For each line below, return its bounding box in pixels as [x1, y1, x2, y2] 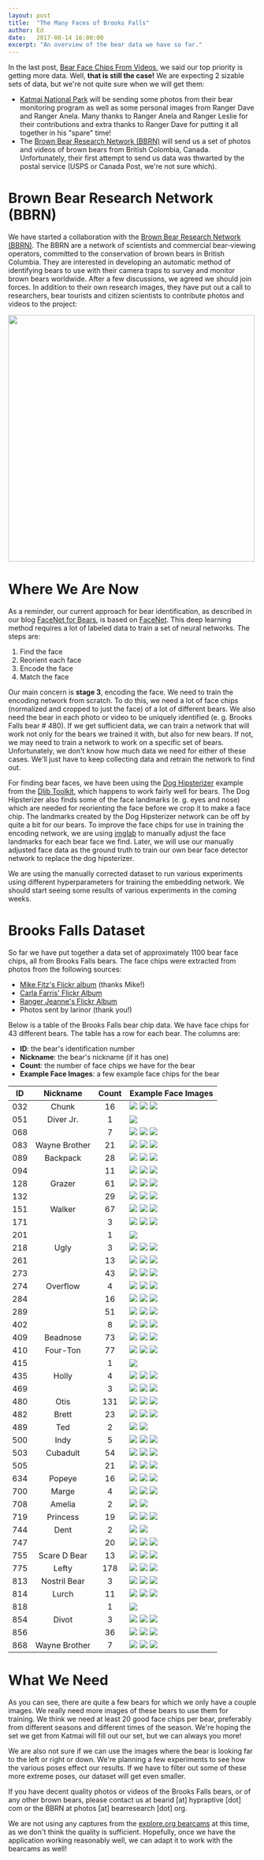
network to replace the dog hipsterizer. [8, 854, 135, 863]
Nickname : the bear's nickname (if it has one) [19, 1052, 169, 1061]
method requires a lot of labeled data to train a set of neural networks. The [8, 623, 251, 632]
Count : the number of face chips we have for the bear [19, 1061, 195, 1070]
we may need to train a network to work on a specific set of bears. [8, 738, 224, 747]
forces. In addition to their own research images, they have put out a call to [8, 283, 251, 292]
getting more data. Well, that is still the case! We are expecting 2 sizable [8, 71, 244, 80]
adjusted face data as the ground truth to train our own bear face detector [8, 845, 248, 855]
